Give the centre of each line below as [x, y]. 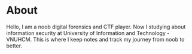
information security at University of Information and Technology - [88, 33]
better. [14, 46]
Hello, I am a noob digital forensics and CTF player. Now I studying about [96, 27]
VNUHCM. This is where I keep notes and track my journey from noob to [95, 39]
